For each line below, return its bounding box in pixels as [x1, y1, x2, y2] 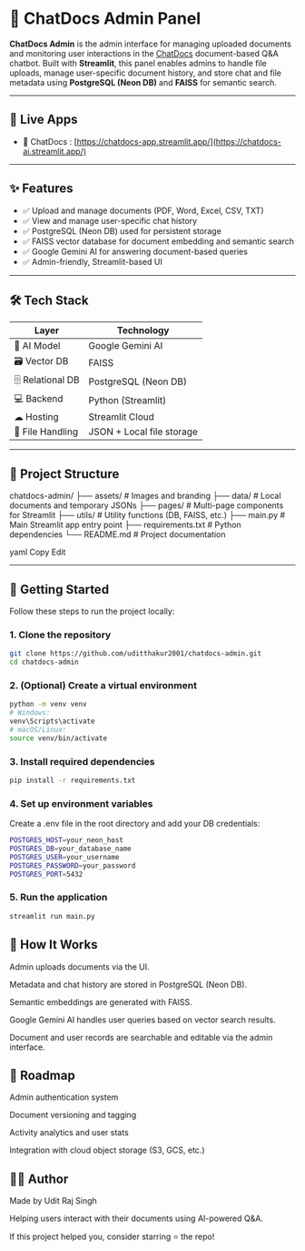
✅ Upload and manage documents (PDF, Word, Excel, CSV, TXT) [22, 205, 264, 216]
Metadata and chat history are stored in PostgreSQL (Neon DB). [9, 979, 248, 990]
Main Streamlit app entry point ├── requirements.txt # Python [9, 519, 242, 531]
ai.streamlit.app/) [22, 146, 87, 157]
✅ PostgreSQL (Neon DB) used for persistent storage [22, 225, 222, 236]
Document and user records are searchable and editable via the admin [9, 1032, 273, 1042]
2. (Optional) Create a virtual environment [9, 678, 198, 691]
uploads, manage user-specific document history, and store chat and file [9, 67, 282, 78]
